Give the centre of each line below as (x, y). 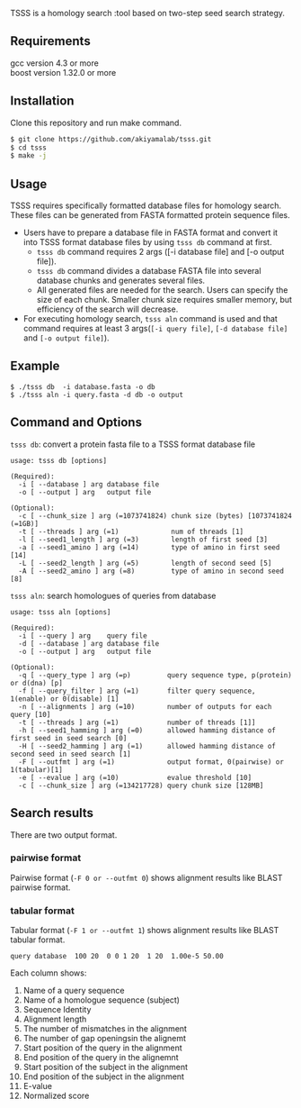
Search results (52, 813)
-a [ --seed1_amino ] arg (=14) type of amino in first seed (149, 547)
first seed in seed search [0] (69, 738)
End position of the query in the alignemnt (101, 1058)
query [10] (31, 714)
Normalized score (56, 1096)
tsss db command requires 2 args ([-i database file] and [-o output (160, 252)
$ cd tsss (29, 148)
